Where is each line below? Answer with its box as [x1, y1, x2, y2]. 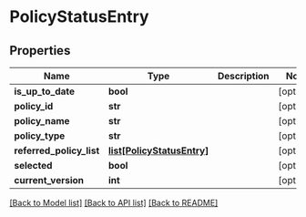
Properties [9, 43, 71, 58]
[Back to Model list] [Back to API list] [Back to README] [9, 198, 219, 208]
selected [14, 160, 53, 171]
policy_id [14, 100, 54, 112]
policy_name [14, 115, 70, 127]
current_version [14, 174, 85, 186]
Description [217, 70, 270, 82]
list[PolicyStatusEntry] [107, 144, 209, 157]
